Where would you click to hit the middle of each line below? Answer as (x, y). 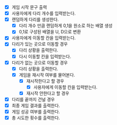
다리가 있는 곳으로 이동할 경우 (39, 44)
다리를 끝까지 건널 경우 (33, 99)
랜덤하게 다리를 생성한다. (35, 20)
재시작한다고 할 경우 (45, 81)
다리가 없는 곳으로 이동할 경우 (39, 62)
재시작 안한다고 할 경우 (48, 93)
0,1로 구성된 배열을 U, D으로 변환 (50, 32)
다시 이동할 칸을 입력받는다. (45, 56)
